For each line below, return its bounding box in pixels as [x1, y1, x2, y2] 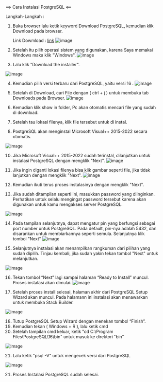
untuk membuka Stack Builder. [12, 299, 74, 305]
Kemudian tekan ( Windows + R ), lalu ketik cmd [12, 324, 108, 329]
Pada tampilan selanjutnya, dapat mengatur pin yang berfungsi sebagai [12, 220, 155, 226]
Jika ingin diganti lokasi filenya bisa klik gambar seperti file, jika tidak [12, 167, 150, 173]
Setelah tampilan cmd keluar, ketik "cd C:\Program [12, 328, 114, 334]
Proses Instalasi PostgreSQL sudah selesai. [12, 372, 99, 377]
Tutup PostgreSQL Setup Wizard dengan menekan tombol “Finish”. [12, 318, 146, 324]
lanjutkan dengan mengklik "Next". [12, 172, 82, 178]
